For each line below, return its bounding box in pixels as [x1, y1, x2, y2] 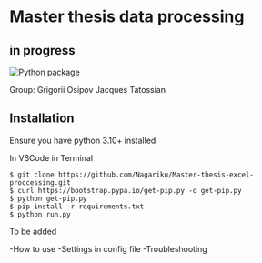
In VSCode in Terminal [9, 152, 94, 163]
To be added [9, 226, 57, 237]
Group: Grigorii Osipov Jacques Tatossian [9, 85, 166, 95]
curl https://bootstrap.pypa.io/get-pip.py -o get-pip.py [17, 186, 243, 195]
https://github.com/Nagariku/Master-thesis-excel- [57, 170, 255, 179]
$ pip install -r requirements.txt [9, 202, 145, 211]
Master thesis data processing [9, 6, 245, 27]
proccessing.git [9, 177, 71, 187]
